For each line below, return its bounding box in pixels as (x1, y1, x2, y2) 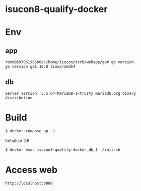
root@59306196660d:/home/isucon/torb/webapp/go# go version (5, 60, 134, 65)
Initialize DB (5, 137, 30, 143)
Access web (5, 164, 58, 175)
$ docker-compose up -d (5, 128, 55, 133)
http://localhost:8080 (5, 180, 53, 186)
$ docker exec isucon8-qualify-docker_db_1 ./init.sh (5, 147, 121, 152)
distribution (5, 95, 33, 100)
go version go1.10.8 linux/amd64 (5, 64, 76, 69)
